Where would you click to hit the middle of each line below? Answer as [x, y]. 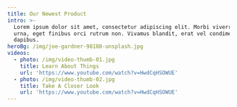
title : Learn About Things [60, 66]
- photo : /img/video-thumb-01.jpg [64, 60]
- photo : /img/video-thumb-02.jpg [64, 79]
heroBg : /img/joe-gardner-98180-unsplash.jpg [75, 46]
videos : [19, 53]
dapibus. [26, 40]
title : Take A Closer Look [60, 86]
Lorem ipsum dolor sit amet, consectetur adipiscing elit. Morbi [112, 27]
